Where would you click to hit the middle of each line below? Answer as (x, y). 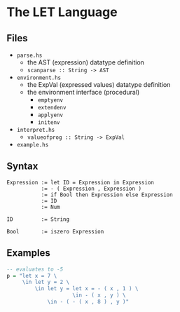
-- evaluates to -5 (35, 269)
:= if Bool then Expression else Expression (107, 195)
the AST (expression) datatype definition (86, 62)
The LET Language (62, 12)
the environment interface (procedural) (83, 92)
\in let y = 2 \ (46, 282)
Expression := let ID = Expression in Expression (81, 182)
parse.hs (29, 55)
